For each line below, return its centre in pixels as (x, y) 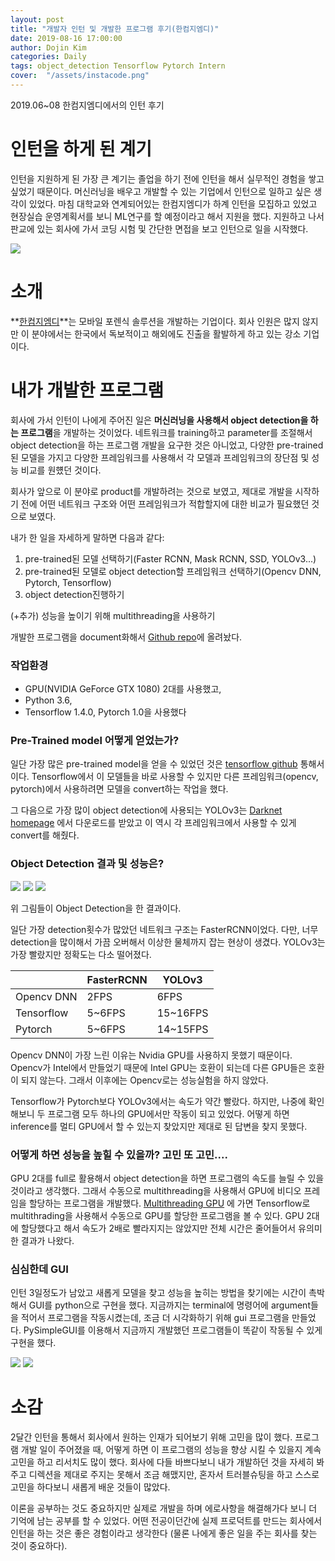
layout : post (37, 19)
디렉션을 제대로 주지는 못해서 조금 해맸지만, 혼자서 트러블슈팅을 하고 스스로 (174, 1475)
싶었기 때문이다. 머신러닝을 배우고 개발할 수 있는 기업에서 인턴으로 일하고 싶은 (161, 191)
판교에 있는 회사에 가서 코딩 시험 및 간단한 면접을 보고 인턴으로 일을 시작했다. (159, 228)
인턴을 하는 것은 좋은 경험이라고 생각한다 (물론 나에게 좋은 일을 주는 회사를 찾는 (164, 1533)
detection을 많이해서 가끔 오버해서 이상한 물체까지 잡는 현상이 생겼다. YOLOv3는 (168, 942)
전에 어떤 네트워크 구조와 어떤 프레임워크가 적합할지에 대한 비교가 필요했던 (165, 503)
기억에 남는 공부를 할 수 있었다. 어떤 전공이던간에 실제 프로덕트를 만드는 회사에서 (166, 1521)
